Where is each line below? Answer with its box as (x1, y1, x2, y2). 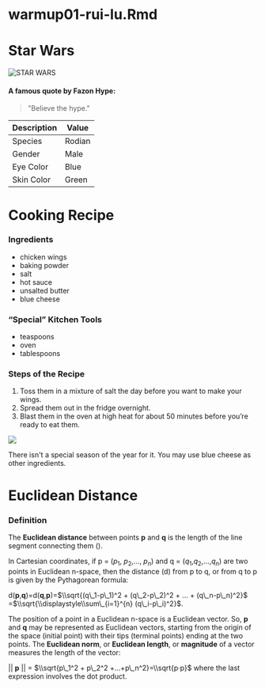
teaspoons (19, 332, 55, 342)
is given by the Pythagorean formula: (8, 575, 129, 585)
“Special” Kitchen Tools (8, 314, 103, 325)
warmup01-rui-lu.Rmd (8, 6, 158, 24)
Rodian (64, 136, 91, 147)
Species (12, 136, 43, 147)
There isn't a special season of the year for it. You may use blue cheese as (8, 450, 252, 460)
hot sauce (19, 277, 53, 286)
